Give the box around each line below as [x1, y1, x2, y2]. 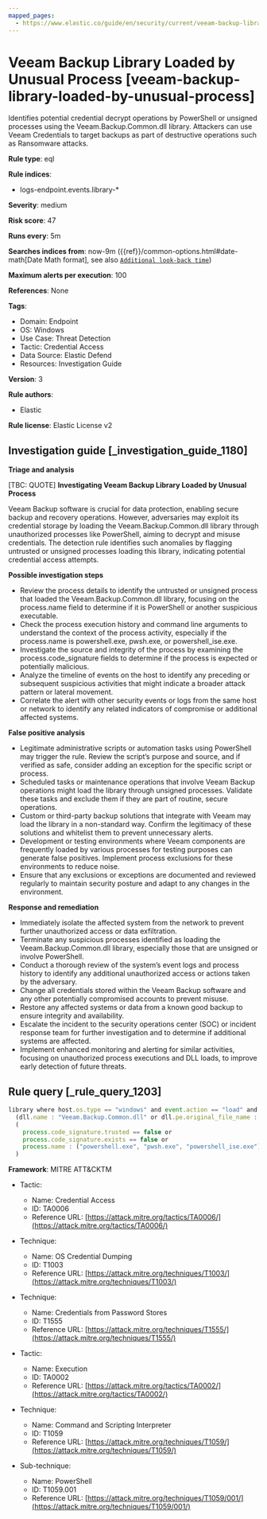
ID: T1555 [31, 1316, 64, 1326]
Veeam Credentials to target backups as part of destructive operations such [8, 130, 257, 140]
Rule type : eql [8, 154, 55, 164]
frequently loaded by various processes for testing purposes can [19, 845, 233, 855]
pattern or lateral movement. [19, 687, 114, 697]
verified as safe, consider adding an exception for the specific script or [19, 761, 253, 770]
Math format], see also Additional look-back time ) [44, 255, 212, 265]
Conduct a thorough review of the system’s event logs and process [19, 960, 240, 970]
